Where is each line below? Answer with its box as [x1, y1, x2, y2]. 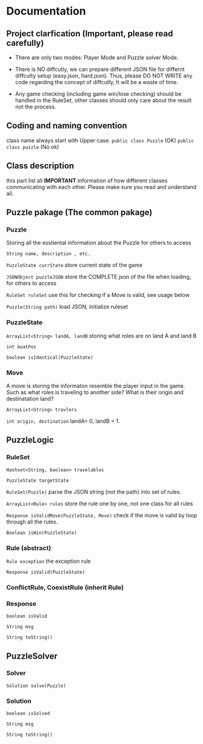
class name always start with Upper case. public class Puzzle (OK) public [6, 136, 195, 144]
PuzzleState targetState [6, 477, 69, 483]
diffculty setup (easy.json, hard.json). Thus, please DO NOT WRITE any [15, 72, 193, 79]
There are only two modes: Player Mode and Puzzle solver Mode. [15, 54, 179, 61]
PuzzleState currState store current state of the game [6, 262, 143, 269]
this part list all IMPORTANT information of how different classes [6, 177, 168, 184]
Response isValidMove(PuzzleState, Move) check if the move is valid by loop [6, 511, 198, 519]
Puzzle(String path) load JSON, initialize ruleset [6, 303, 128, 310]
